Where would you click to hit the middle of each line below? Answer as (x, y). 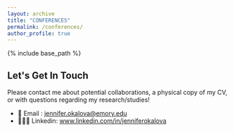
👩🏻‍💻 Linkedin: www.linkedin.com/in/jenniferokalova (92, 121)
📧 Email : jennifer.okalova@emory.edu (72, 114)
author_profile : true (39, 33)
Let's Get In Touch (48, 75)
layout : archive (31, 14)
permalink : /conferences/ (45, 27)
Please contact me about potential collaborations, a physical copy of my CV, (117, 93)
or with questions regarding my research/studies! (78, 100)
